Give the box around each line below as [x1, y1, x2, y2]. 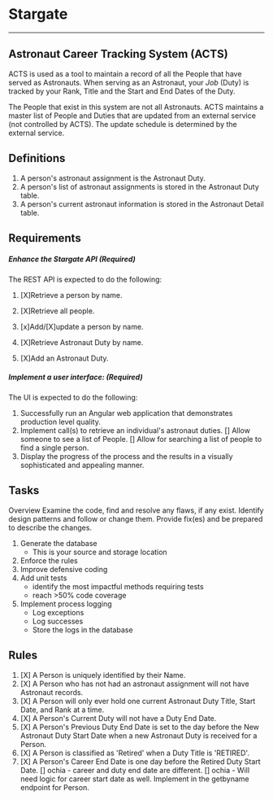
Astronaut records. [19, 687, 84, 697]
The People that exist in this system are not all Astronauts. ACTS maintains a [8, 102, 264, 111]
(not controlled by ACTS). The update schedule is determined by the [8, 119, 237, 129]
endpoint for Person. [19, 782, 89, 792]
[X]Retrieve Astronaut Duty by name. [19, 337, 144, 347]
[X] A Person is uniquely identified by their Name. [19, 670, 186, 680]
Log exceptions [32, 607, 84, 617]
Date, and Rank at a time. [19, 705, 105, 715]
